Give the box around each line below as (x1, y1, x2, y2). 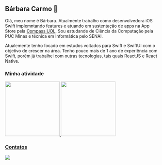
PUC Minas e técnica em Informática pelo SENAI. (5, 33, 103, 39)
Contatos (5, 144, 28, 150)
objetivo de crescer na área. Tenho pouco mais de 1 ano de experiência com (5, 48, 158, 53)
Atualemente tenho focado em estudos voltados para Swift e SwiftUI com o (5, 42, 155, 49)
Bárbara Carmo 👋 (5, 5, 58, 13)
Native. (5, 58, 19, 64)
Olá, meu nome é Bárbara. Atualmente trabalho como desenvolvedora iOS (5, 17, 153, 23)
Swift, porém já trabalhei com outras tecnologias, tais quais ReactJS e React (5, 53, 158, 59)
